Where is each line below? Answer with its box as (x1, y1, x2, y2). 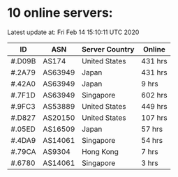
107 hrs (141, 113, 168, 123)
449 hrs (141, 101, 168, 111)
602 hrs (141, 90, 168, 100)
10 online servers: (7, 5, 113, 21)
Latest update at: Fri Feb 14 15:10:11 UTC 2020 (7, 28, 140, 36)
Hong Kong (81, 146, 119, 156)
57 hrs (141, 124, 163, 134)
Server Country (81, 44, 135, 54)
